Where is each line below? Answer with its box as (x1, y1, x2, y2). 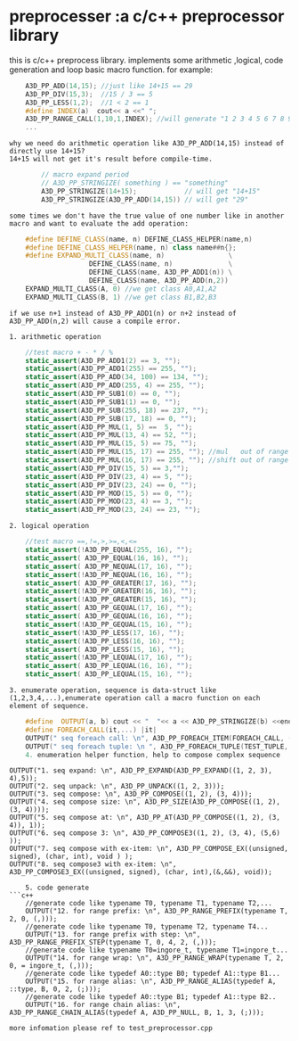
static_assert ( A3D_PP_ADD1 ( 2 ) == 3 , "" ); (25, 356, 181, 365)
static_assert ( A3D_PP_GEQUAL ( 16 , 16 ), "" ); (25, 612, 193, 621)
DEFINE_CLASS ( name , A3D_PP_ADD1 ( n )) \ (88, 268, 233, 277)
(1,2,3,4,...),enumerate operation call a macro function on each (9, 694, 261, 703)
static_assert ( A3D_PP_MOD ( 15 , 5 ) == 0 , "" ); (25, 489, 193, 498)
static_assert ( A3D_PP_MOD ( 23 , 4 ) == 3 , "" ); (25, 497, 193, 506)
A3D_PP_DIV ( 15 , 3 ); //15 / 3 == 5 (25, 89, 153, 99)
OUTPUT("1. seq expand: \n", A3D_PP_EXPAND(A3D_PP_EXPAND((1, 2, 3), (9, 766, 273, 775)
